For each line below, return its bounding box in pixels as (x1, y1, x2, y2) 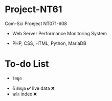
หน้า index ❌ (12, 91, 37, 97)
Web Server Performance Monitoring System (12, 30, 107, 36)
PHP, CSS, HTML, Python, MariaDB (12, 40, 86, 46)
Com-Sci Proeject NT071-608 (5, 20, 68, 27)
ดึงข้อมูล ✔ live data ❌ (12, 85, 55, 91)
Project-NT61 (5, 4, 62, 15)
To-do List (5, 58, 49, 70)
